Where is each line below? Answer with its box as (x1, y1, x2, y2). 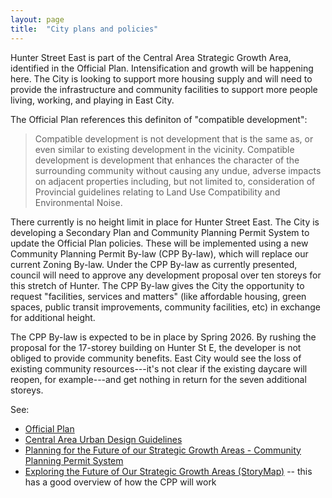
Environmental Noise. (34, 196, 123, 208)
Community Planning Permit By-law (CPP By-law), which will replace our (10, 247, 309, 260)
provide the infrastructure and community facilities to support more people (10, 83, 318, 95)
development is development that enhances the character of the (34, 154, 300, 166)
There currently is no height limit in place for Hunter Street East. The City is (10, 216, 320, 228)
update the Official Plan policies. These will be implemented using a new (10, 237, 309, 249)
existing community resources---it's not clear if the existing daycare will (10, 362, 308, 375)
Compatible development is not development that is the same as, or (34, 132, 314, 145)
